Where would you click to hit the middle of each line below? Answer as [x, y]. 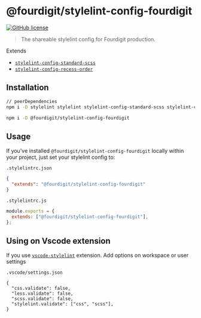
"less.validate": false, [42, 294]
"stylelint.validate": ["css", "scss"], [63, 304]
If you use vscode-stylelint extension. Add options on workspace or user [98, 255]
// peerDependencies [32, 101]
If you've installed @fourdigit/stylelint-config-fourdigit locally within [95, 151]
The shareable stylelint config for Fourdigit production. [88, 39]
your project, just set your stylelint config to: [61, 158]
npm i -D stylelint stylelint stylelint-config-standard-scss [85, 107]
